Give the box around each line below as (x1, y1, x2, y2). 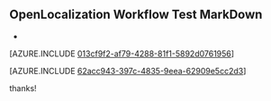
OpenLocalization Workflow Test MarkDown (9, 7, 263, 22)
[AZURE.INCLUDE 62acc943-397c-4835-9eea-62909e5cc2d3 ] (9, 65, 247, 76)
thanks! (9, 82, 38, 93)
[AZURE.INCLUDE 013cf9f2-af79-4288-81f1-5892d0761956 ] (9, 48, 235, 59)
